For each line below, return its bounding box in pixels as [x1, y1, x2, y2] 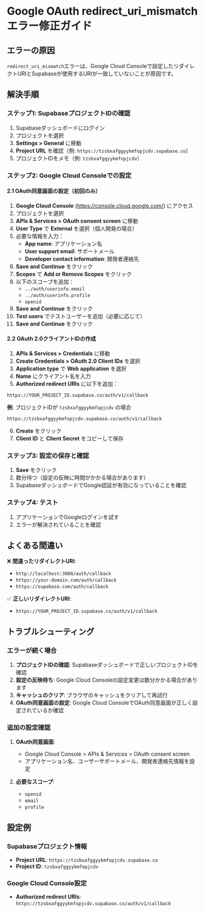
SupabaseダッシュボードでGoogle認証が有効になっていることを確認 [15, 482, 187, 489]
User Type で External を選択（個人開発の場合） [15, 225, 138, 232]
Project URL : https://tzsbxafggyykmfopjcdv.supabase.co [15, 857, 158, 864]
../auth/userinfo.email [24, 286, 86, 292]
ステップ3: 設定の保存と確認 [7, 451, 90, 460]
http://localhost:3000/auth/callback [15, 571, 112, 577]
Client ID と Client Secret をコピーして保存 [15, 435, 124, 442]
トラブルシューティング [7, 626, 95, 637]
